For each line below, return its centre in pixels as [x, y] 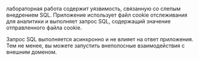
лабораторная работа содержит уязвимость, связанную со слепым [93, 9]
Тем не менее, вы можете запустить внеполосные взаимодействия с [96, 45]
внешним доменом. [32, 52]
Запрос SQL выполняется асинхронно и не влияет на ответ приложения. [100, 39]
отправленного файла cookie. [44, 28]
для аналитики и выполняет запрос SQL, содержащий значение [89, 21]
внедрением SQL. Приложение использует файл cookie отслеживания [97, 15]
